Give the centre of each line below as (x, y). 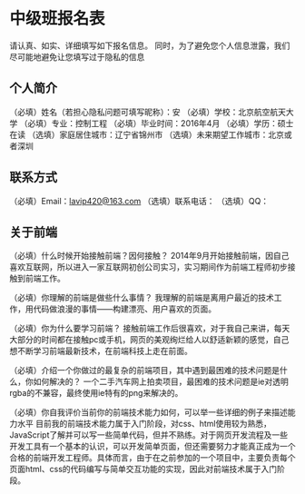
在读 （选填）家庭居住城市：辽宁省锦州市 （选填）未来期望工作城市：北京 (147, 134)
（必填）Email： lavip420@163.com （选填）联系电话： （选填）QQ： (139, 201)
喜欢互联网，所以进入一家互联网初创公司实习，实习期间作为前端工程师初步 (148, 267)
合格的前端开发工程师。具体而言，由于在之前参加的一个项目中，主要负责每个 (152, 458)
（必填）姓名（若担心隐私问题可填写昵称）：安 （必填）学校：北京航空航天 (148, 112)
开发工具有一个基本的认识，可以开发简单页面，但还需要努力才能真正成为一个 (152, 447)
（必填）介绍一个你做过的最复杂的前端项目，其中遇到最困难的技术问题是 (144, 370)
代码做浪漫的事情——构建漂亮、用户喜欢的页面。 (124, 309)
